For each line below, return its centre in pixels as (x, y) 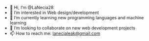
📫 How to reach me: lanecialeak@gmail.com (55, 33)
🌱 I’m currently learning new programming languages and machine (77, 18)
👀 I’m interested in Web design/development (54, 13)
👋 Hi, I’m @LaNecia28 (32, 7)
